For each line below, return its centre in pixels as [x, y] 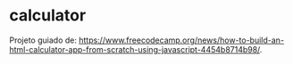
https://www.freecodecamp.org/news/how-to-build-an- [181, 40]
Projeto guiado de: [43, 40]
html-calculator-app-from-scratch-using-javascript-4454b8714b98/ [135, 49]
